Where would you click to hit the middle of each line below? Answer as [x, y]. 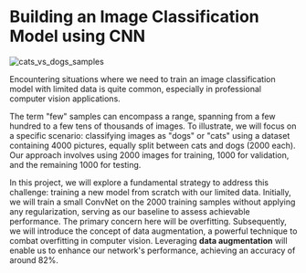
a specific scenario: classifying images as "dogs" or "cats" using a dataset [150, 135]
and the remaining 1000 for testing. [75, 164]
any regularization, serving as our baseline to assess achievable [130, 211]
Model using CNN [78, 36]
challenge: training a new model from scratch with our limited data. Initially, [151, 192]
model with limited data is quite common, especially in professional [136, 89]
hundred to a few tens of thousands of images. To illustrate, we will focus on [153, 126]
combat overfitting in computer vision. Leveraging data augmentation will [148, 240]
